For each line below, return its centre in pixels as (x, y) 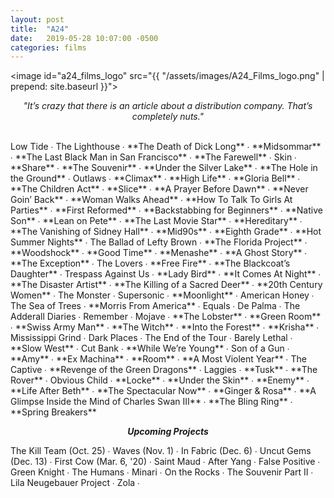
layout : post (37, 19)
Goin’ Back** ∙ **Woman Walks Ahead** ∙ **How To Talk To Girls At (151, 200)
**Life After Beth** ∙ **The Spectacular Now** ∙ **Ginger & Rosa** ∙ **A (163, 391)
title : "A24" (40, 29)
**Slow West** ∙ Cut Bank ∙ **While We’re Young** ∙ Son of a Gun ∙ (150, 348)
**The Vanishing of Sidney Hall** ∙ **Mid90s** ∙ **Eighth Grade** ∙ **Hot (166, 232)
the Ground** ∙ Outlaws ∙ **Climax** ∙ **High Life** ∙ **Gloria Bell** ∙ (155, 178)
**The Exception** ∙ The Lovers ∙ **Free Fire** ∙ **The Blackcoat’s (150, 263)
